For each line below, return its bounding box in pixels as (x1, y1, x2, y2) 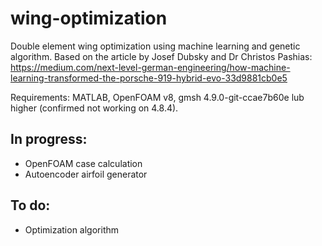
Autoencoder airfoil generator (24, 168, 148, 180)
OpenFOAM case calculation (24, 157, 143, 169)
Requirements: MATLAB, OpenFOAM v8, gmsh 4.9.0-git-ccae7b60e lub (10, 91, 305, 103)
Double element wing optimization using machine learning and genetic (10, 40, 301, 52)
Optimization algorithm (24, 223, 120, 236)
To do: (10, 197, 51, 214)
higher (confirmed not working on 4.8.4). (10, 102, 179, 114)
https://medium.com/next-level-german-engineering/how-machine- (10, 61, 291, 73)
